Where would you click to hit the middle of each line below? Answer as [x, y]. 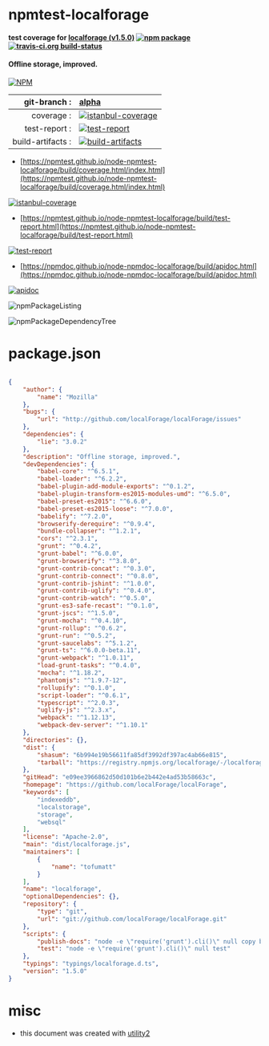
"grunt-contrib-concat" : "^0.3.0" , [96, 568]
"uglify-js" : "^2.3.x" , [76, 710]
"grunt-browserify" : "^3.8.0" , [89, 561]
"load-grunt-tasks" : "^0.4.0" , [89, 666]
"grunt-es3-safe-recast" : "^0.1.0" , [98, 606]
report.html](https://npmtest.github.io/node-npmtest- [108, 226]
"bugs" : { [39, 412]
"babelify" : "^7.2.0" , [75, 516]
